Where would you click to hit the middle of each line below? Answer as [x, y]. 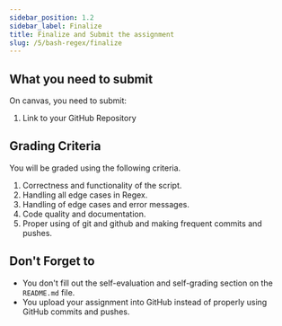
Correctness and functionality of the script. [102, 185]
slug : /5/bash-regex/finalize [66, 43]
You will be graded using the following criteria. [95, 168]
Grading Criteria [55, 146]
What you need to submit [81, 79]
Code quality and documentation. [84, 214]
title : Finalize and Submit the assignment [92, 34]
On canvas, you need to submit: [68, 101]
